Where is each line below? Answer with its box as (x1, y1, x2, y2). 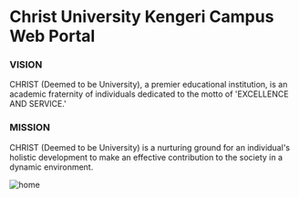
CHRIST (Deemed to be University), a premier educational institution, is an (9, 79, 288, 90)
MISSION (9, 121, 50, 134)
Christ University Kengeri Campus (9, 6, 274, 27)
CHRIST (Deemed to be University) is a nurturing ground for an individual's (9, 141, 290, 152)
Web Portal (9, 26, 96, 47)
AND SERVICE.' (9, 99, 67, 109)
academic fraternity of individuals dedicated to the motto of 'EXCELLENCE (9, 89, 289, 99)
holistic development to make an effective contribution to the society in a (9, 151, 284, 162)
